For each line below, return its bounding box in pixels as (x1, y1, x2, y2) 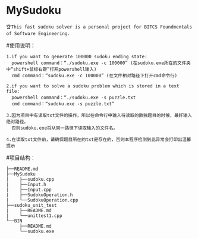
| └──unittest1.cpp (6, 212, 62, 219)
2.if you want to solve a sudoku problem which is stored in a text (6, 83, 180, 89)
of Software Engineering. (6, 30, 70, 36)
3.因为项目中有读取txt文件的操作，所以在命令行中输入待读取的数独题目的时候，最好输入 (6, 112, 192, 118)
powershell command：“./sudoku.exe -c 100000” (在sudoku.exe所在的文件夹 (11, 60, 191, 66)
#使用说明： (6, 42, 36, 49)
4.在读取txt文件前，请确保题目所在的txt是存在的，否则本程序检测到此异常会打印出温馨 (6, 136, 191, 143)
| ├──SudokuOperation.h (6, 191, 73, 198)
